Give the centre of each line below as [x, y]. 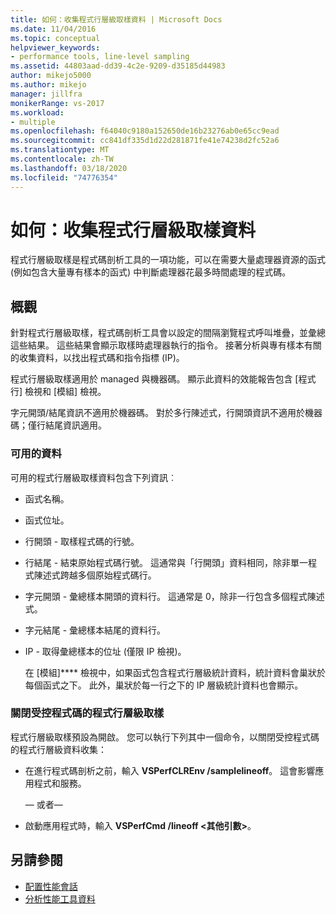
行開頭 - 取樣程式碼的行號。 [82, 541]
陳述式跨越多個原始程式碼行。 [95, 575]
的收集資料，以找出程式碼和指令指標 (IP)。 [97, 358]
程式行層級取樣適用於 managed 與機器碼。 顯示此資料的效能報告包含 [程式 [163, 379]
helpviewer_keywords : [55, 47]
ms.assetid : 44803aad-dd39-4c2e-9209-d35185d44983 [118, 66]
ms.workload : [37, 112]
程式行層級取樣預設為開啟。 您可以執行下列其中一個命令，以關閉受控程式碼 [165, 737]
